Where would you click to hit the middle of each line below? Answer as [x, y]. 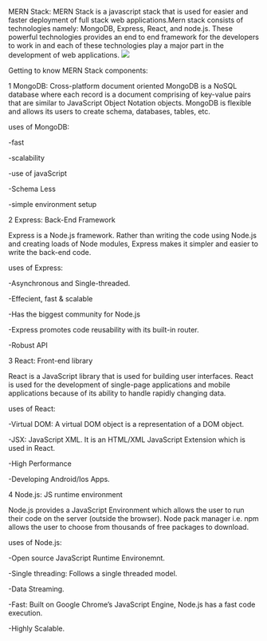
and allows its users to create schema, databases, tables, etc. [110, 111]
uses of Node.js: [35, 542]
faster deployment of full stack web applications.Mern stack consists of [126, 20]
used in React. [32, 448]
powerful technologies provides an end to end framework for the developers [133, 37]
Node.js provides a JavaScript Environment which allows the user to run [126, 510]
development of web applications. [64, 55]
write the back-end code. [50, 252]
